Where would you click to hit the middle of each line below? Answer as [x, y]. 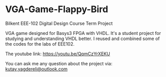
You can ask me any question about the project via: [59, 63]
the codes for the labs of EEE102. [40, 44]
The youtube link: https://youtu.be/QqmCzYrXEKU [58, 54]
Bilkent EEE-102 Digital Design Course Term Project [59, 23]
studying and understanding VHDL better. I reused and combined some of [82, 38]
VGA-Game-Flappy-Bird [57, 9]
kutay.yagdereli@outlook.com [36, 69]
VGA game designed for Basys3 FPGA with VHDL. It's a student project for [83, 33]
